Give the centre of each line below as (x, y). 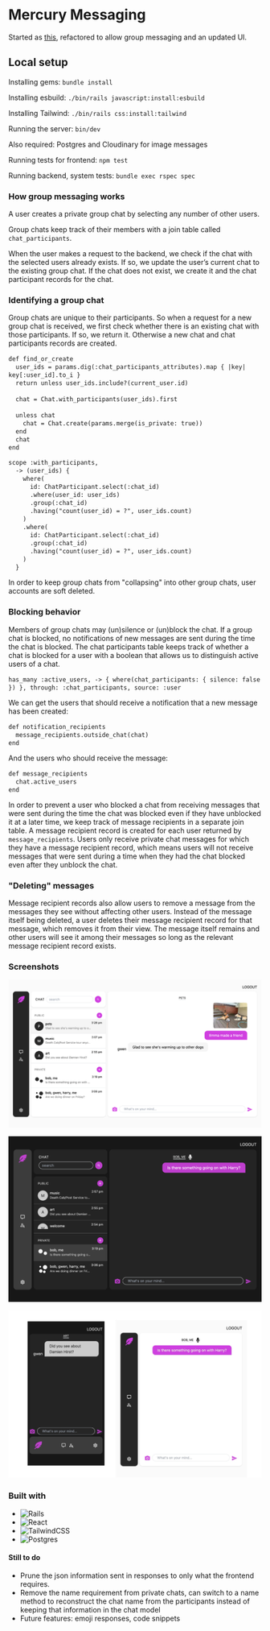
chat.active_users (47, 782)
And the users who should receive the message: (88, 758)
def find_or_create (41, 359)
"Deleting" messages (51, 885)
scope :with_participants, (53, 463)
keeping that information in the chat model (90, 1609)
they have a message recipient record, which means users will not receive (131, 847)
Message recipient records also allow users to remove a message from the (132, 903)
